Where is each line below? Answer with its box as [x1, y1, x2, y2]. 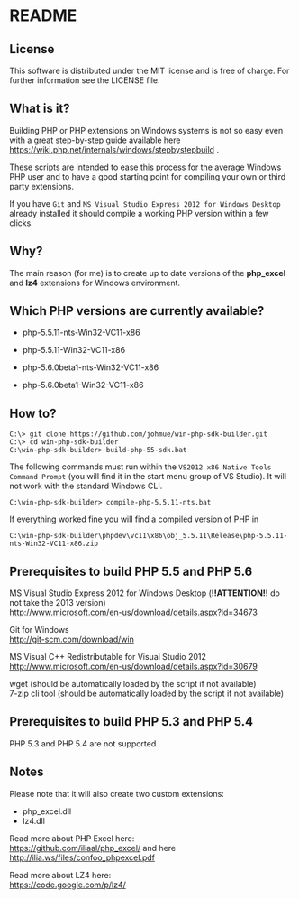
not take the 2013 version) [9, 598, 106, 608]
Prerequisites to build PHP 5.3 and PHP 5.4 [9, 714, 254, 729]
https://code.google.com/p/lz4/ [9, 879, 126, 890]
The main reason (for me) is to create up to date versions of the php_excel [9, 267, 286, 278]
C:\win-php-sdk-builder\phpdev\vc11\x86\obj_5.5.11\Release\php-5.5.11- [9, 532, 288, 541]
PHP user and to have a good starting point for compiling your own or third [9, 171, 286, 181]
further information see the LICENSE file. [9, 75, 160, 86]
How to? [9, 405, 57, 421]
